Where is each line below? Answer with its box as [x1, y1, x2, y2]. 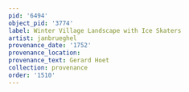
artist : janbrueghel [8, 34, 78, 42]
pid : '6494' [8, 11, 48, 20]
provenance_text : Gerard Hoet [8, 57, 110, 65]
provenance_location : [8, 49, 81, 57]
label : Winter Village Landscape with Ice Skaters [8, 26, 182, 34]
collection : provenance [8, 64, 88, 72]
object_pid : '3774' [8, 19, 74, 27]
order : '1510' [8, 71, 56, 79]
